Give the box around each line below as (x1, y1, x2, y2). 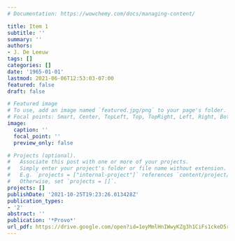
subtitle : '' (7, 29, 45, 36)
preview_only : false (13, 139, 73, 147)
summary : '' (7, 36, 42, 43)
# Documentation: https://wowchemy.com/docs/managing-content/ (7, 10, 196, 17)
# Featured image (7, 101, 58, 108)
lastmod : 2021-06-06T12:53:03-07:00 (7, 75, 114, 82)
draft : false (7, 88, 45, 95)
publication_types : (7, 197, 64, 205)
